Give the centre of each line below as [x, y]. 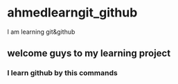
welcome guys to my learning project [89, 53]
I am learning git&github [41, 32]
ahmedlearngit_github [72, 13]
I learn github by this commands [62, 73]
